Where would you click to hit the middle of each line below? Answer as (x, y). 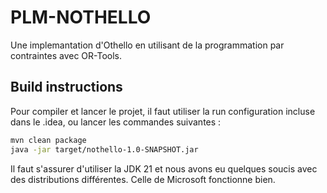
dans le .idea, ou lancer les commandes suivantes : (116, 122)
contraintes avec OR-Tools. (66, 55)
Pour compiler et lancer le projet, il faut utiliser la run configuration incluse (163, 111)
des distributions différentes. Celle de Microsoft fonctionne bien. (143, 179)
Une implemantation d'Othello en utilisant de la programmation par (147, 45)
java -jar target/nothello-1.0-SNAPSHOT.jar (104, 149)
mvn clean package (48, 140)
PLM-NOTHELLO (81, 17)
